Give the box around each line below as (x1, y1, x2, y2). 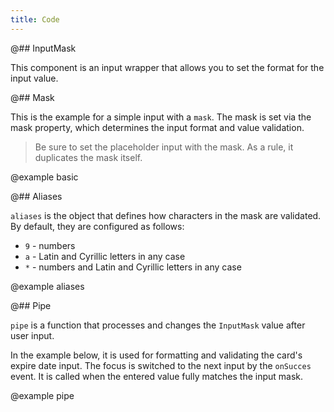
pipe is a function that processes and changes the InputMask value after (10, 319, 306, 331)
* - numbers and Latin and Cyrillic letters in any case (24, 261, 242, 273)
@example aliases (10, 280, 85, 292)
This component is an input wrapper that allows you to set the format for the (10, 61, 325, 73)
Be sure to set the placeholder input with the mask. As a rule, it (34, 141, 294, 153)
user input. (10, 329, 55, 341)
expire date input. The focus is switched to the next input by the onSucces (10, 359, 312, 371)
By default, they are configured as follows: (10, 220, 185, 232)
